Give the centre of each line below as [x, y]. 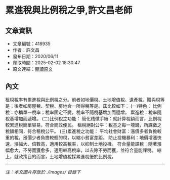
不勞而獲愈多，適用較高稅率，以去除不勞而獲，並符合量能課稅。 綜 [92, 150]
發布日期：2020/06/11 [35, 56]
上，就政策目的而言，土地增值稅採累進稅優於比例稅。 [61, 156]
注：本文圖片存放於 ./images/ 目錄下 [43, 172]
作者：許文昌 [26, 50]
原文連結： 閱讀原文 [33, 69]
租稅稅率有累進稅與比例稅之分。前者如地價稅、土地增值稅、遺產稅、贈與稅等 [85, 100]
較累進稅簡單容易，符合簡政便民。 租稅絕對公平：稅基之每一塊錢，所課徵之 [83, 125]
